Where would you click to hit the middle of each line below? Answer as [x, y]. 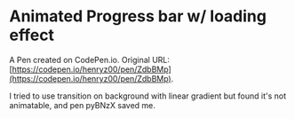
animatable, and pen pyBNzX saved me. [82, 105]
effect [32, 35]
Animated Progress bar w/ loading [138, 16]
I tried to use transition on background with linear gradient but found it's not [148, 96]
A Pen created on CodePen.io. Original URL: [90, 59]
